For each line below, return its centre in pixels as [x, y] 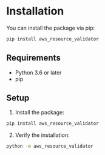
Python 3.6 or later [38, 72]
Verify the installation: [42, 135]
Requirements [33, 58]
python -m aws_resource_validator [50, 147]
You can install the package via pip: [51, 28]
